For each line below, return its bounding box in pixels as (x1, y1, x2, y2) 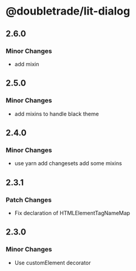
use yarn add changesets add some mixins (14, 160, 122, 167)
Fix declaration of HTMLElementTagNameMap (14, 209, 131, 216)
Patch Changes (5, 196, 52, 204)
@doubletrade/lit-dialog (5, 4, 131, 18)
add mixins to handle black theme (14, 110, 100, 117)
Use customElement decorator (14, 259, 92, 266)
